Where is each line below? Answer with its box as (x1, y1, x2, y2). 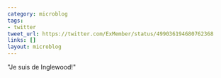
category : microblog (7, 10, 69, 18)
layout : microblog (7, 43, 62, 50)
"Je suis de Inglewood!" (7, 63, 76, 71)
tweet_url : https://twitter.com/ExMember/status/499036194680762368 (7, 30, 214, 38)
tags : (7, 17, 23, 24)
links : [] (7, 37, 37, 44)
